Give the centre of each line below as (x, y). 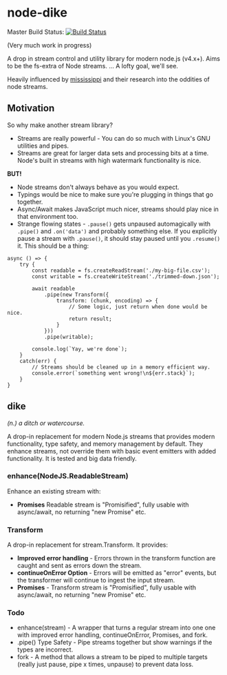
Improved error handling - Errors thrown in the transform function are (116, 558)
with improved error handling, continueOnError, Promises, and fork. (112, 635)
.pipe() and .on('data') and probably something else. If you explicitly (117, 231)
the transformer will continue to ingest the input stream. (96, 580)
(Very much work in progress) (50, 45)
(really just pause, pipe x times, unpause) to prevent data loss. (105, 665)
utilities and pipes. (43, 146)
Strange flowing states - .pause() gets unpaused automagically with (114, 224)
